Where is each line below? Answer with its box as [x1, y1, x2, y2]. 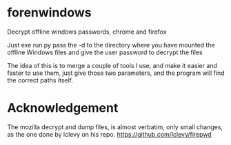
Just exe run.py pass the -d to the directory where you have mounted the [7, 41, 215, 49]
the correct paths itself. [7, 76, 74, 84]
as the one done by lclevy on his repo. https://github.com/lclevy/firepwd [7, 130, 212, 138]
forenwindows [7, 5, 92, 21]
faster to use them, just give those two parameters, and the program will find [7, 69, 225, 77]
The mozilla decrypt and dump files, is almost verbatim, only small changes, [7, 122, 223, 131]
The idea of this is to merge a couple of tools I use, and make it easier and [7, 61, 217, 69]
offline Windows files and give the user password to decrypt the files [7, 48, 203, 56]
